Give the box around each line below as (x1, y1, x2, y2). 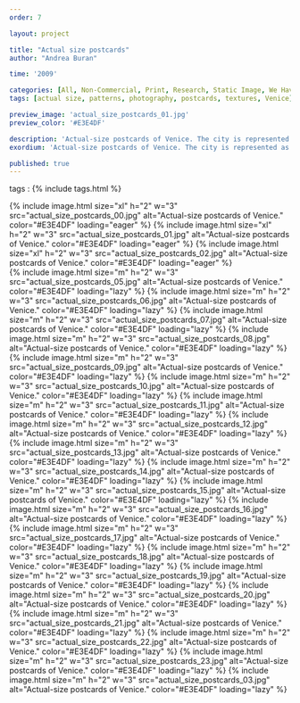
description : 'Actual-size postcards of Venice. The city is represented (9, 135, 290, 144)
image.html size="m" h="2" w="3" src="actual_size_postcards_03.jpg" (9, 674, 271, 685)
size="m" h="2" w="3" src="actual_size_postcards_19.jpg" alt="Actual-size (9, 570, 287, 581)
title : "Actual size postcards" (9, 45, 129, 54)
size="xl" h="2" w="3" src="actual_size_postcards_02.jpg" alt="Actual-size (9, 248, 288, 259)
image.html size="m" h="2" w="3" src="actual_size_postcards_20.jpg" (9, 590, 271, 600)
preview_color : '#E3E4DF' (9, 118, 105, 128)
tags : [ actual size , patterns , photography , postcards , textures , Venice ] (9, 95, 294, 103)
